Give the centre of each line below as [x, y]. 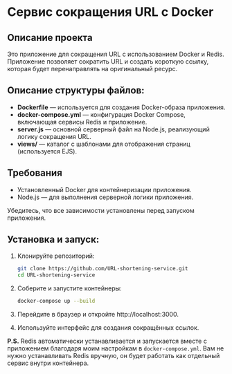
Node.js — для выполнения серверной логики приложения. [105, 197]
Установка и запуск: [53, 240]
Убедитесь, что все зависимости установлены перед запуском [101, 210]
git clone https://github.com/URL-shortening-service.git [102, 269]
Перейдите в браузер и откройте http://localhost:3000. [98, 315]
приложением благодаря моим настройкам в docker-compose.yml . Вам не [116, 348]
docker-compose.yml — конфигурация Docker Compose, [101, 114]
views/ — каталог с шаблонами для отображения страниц [104, 144]
